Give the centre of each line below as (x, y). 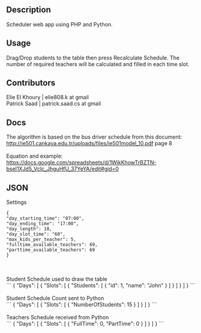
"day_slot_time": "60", (36, 234)
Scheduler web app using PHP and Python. (59, 24)
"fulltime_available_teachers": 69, (52, 245)
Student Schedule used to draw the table (57, 279)
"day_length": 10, (29, 229)
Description (28, 10)
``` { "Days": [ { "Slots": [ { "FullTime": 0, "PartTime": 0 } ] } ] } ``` (85, 324)
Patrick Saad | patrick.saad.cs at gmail (54, 104)
